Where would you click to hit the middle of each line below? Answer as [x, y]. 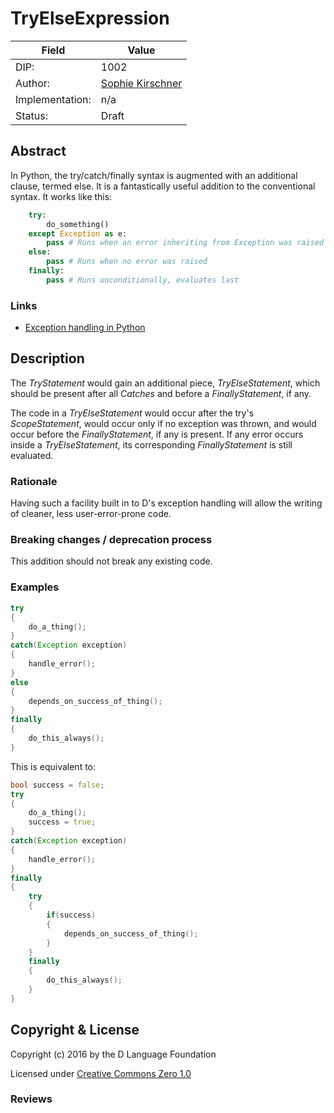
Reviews [31, 1099]
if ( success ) [71, 915]
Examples [35, 587]
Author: [33, 83]
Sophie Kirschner [141, 83]
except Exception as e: [78, 233]
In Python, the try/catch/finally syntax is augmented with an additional [154, 175]
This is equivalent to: [53, 766]
